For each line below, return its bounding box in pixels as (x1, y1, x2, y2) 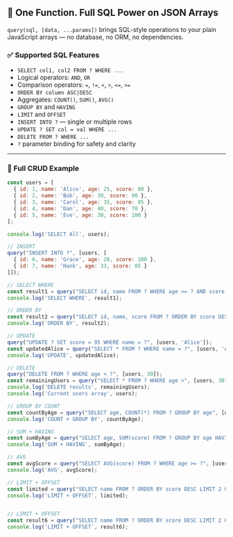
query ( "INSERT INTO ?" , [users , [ (7, 249, 107, 257)
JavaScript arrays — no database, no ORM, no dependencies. (7, 33, 184, 41)
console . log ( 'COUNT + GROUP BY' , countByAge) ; (7, 415, 144, 422)
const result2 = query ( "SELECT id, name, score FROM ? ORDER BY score (7, 313, 216, 320)
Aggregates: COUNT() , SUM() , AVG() (17, 95, 114, 104)
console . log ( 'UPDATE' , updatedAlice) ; (7, 352, 119, 358)
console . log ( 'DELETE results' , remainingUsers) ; (7, 383, 150, 391)
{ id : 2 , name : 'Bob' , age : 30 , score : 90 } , (13, 192, 148, 199)
